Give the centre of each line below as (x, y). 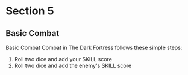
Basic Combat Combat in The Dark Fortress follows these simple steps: (94, 47)
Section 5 (30, 11)
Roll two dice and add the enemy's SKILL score (73, 65)
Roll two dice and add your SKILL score (63, 59)
